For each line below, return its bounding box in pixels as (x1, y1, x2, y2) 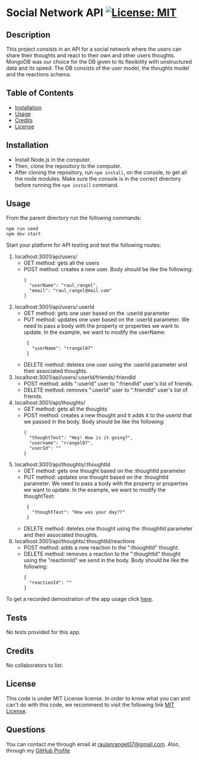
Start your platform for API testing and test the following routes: (6, 241, 162, 249)
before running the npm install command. (14, 181, 119, 188)
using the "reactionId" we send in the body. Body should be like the (23, 557, 189, 564)
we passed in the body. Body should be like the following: (23, 418, 165, 426)
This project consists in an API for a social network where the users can (6, 45, 182, 52)
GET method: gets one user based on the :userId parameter (23, 310, 170, 317)
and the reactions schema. (6, 71, 71, 77)
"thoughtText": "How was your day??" (31, 510, 125, 516)
